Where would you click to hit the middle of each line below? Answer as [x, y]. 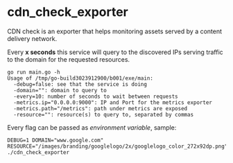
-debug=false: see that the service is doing [80, 84]
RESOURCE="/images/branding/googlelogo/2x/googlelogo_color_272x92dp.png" [118, 146]
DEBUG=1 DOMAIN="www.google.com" [55, 140]
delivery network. [32, 38]
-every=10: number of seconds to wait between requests [96, 96]
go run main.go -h [34, 72]
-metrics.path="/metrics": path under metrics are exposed [101, 108]
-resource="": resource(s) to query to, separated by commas [104, 114]
